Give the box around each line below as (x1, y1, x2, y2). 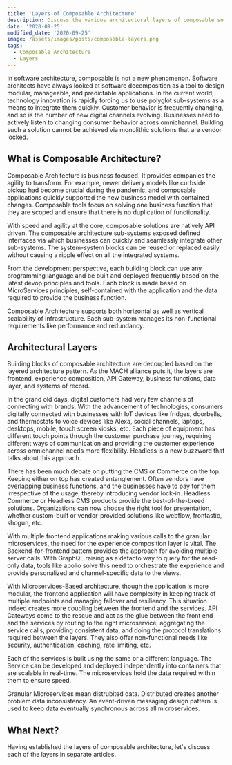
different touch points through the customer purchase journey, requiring (7, 432, 212, 440)
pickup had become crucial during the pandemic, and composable (7, 186, 196, 194)
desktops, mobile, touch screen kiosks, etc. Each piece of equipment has (7, 424, 215, 433)
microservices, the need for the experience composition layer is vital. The (7, 540, 217, 548)
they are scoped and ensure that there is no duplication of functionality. (7, 208, 211, 216)
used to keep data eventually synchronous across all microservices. (7, 704, 200, 712)
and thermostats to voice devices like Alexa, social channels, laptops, (7, 417, 205, 426)
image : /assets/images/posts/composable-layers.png (7, 36, 159, 43)
